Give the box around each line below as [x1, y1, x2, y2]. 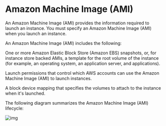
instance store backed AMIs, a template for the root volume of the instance [5, 55, 159, 61]
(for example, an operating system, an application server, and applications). [5, 60, 161, 66]
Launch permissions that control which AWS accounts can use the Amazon [5, 70, 160, 76]
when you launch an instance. [5, 30, 67, 36]
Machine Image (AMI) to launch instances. [5, 75, 92, 81]
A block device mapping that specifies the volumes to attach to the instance [5, 85, 161, 91]
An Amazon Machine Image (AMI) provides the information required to [5, 20, 150, 26]
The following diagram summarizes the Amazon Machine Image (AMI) [5, 100, 149, 106]
